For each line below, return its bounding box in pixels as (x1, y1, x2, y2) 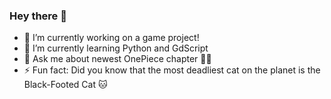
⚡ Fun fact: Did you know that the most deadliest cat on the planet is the (23, 64, 321, 76)
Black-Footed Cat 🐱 (23, 79, 108, 91)
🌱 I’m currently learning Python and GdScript (23, 42, 209, 54)
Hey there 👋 (9, 9, 67, 23)
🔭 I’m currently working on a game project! (23, 32, 200, 44)
